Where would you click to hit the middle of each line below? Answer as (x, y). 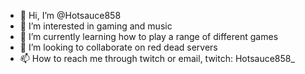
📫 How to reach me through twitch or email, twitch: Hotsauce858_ (157, 58)
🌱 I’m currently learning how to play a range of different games (149, 36)
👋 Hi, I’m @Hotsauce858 (70, 15)
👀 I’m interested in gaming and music (96, 26)
